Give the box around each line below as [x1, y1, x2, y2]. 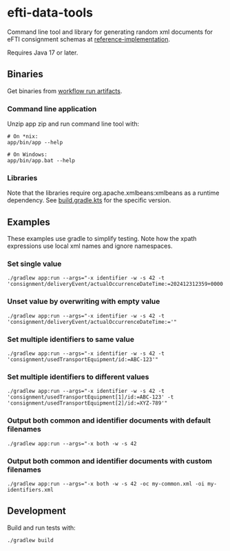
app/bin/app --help [7, 139, 63, 146]
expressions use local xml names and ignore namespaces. [7, 242, 173, 250]
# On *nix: [7, 133, 39, 140]
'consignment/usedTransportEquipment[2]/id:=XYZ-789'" [7, 400, 168, 407]
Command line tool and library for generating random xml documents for [7, 28, 213, 36]
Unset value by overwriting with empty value [7, 297, 160, 307]
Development [7, 505, 67, 517]
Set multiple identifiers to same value [7, 334, 134, 344]
